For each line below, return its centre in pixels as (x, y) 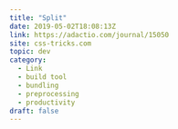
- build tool (42, 77)
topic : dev (30, 52)
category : (28, 60)
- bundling (38, 85)
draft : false (34, 111)
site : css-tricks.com (51, 43)
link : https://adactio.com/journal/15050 (89, 35)
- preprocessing (48, 94)
